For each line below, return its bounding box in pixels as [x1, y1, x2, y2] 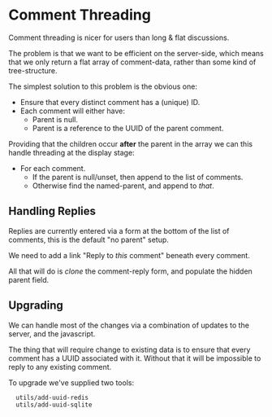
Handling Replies [8, 204, 96, 218]
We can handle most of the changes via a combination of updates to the [8, 320, 250, 330]
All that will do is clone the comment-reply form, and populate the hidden [8, 266, 253, 276]
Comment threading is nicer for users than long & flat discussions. [8, 33, 230, 42]
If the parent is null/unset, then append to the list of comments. [32, 172, 244, 182]
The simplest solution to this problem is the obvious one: [8, 81, 197, 91]
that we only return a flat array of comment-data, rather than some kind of [8, 57, 257, 67]
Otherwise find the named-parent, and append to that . [32, 181, 214, 191]
